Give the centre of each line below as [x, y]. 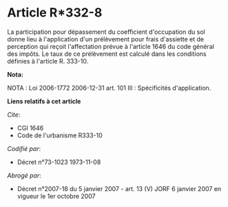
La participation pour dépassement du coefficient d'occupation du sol [106, 32]
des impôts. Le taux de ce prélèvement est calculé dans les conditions [107, 54]
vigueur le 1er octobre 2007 [56, 196]
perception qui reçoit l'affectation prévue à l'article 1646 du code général [111, 46]
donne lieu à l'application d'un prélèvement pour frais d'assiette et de [106, 39]
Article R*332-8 [55, 13]
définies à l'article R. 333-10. [48, 61]
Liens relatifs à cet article [44, 101]
